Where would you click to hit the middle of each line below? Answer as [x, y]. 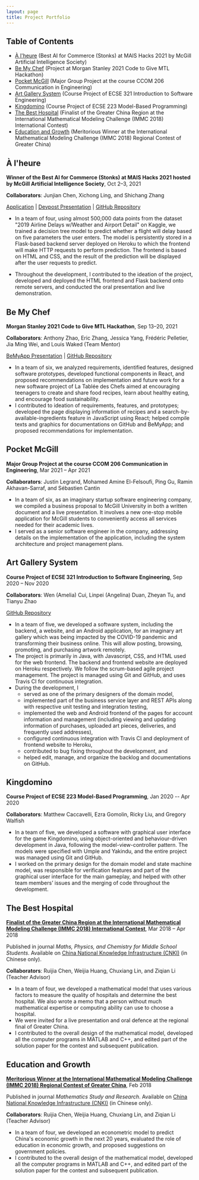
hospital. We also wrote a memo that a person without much [88, 1001]
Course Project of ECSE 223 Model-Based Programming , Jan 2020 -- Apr [98, 797]
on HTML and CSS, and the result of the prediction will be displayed [98, 256]
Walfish [15, 821]
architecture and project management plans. [69, 544]
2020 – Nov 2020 [28, 583]
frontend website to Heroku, [58, 744]
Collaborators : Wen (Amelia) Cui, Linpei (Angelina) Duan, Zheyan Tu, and [96, 595]
